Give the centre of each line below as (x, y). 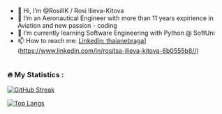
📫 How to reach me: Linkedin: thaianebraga (81, 41)
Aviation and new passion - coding (67, 25)
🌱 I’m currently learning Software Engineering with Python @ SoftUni (116, 33)
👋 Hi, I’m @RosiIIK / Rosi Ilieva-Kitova (71, 11)
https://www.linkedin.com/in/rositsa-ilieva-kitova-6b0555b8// (108, 51)
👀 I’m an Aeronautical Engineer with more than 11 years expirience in (116, 18)
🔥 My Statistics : (36, 74)
